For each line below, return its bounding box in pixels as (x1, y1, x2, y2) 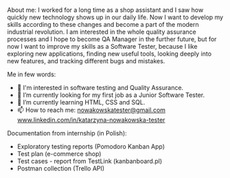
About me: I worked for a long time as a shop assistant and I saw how (7, 6, 204, 14)
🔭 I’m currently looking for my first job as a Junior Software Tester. (16, 91, 205, 99)
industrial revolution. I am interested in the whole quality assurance (7, 27, 197, 36)
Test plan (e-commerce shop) (16, 150, 102, 157)
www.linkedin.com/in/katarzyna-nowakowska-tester (16, 116, 165, 124)
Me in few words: (7, 70, 56, 78)
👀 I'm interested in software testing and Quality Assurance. (16, 84, 184, 91)
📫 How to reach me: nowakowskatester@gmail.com (16, 106, 166, 114)
